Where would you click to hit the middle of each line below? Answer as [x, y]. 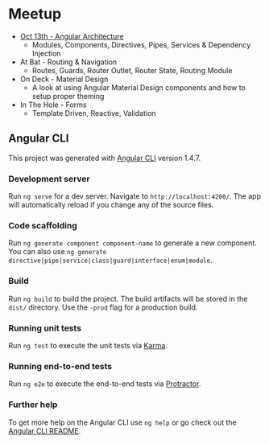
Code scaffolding [43, 225]
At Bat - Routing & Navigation [68, 62]
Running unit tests [45, 328]
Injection [46, 53]
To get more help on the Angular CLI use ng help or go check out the [122, 422]
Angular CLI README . [45, 430]
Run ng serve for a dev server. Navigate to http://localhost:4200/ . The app [135, 196]
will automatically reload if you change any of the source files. [111, 205]
